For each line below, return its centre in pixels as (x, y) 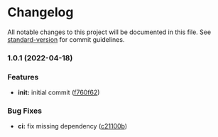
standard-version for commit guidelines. (66, 39)
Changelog (40, 12)
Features (23, 77)
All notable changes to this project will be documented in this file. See (109, 32)
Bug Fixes (25, 111)
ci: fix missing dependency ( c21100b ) (72, 126)
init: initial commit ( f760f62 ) (59, 92)
